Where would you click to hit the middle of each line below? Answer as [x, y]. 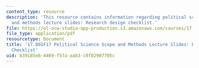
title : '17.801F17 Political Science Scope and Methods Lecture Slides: [98, 45]
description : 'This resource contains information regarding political [96, 17]
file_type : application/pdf [41, 34]
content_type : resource [36, 12]
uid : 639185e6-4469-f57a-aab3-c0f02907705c [61, 56]
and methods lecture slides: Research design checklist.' [85, 22]
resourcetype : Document [36, 39]
